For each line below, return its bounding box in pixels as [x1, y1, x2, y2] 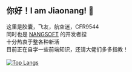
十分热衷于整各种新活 [6, 38, 59, 45]
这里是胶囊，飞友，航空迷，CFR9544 [6, 23, 99, 30]
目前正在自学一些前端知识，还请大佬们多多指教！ [6, 45, 128, 53]
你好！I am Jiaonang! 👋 [6, 5, 94, 16]
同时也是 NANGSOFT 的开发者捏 [6, 30, 87, 38]
